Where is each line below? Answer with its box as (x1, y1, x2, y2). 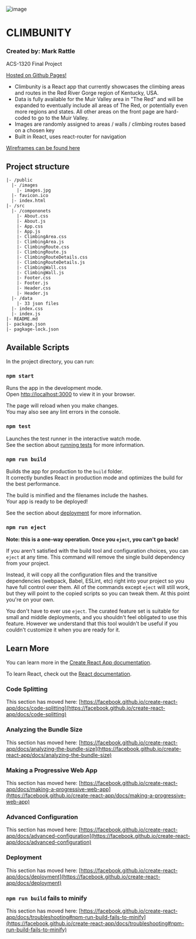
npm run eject (6, 524, 46, 530)
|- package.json (6, 321, 46, 328)
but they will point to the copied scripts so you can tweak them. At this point (6, 590, 190, 597)
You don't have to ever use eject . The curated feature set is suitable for (6, 607, 180, 614)
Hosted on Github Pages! (6, 72, 67, 79)
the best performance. (6, 480, 60, 487)
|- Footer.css (16, 275, 51, 281)
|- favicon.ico (11, 193, 49, 199)
